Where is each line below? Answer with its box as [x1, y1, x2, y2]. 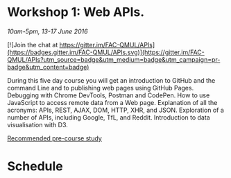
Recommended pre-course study [7, 133, 102, 143]
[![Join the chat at [7, 40, 58, 49]
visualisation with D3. [7, 120, 68, 129]
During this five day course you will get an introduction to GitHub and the [7, 76, 216, 84]
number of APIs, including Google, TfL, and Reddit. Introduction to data [7, 113, 210, 122]
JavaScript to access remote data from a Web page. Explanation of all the [7, 98, 218, 106]
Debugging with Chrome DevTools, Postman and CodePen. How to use [7, 91, 210, 99]
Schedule [7, 159, 64, 175]
